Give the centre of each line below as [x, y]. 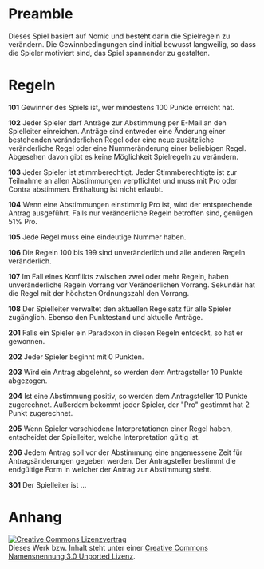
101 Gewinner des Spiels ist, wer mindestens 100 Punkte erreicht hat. [122, 107]
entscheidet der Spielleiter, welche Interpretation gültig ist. [104, 437]
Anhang [35, 518]
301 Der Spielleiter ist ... [47, 484]
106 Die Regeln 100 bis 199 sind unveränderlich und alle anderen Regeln [127, 252]
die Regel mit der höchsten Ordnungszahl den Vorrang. [99, 293]
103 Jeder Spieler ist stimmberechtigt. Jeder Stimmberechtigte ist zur [123, 172]
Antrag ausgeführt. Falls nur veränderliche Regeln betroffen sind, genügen [131, 213]
